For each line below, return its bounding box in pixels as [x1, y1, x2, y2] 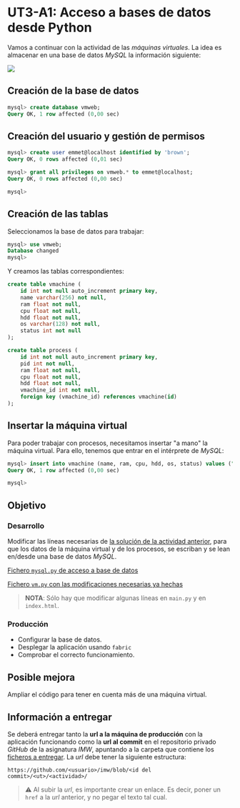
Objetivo [7, 499, 46, 512]
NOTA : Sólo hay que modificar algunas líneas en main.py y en [24, 594, 206, 602]
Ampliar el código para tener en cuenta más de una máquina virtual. [7, 690, 207, 699]
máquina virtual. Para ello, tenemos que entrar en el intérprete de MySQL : [7, 446, 224, 454]
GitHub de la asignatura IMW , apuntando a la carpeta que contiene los [7, 744, 214, 754]
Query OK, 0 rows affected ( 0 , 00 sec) [7, 175, 123, 182]
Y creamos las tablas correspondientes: [7, 267, 124, 276]
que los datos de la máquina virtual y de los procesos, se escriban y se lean [7, 544, 231, 553]
